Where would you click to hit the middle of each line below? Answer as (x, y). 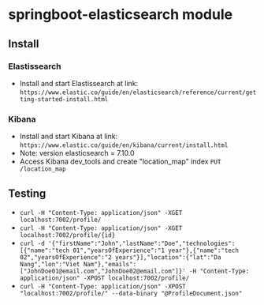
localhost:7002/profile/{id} (67, 235)
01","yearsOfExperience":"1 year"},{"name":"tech (156, 250)
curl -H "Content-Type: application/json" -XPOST (103, 286)
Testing (27, 193)
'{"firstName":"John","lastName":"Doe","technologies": (142, 243)
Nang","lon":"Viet (50, 264)
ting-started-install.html (64, 99)
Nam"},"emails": (110, 264)
